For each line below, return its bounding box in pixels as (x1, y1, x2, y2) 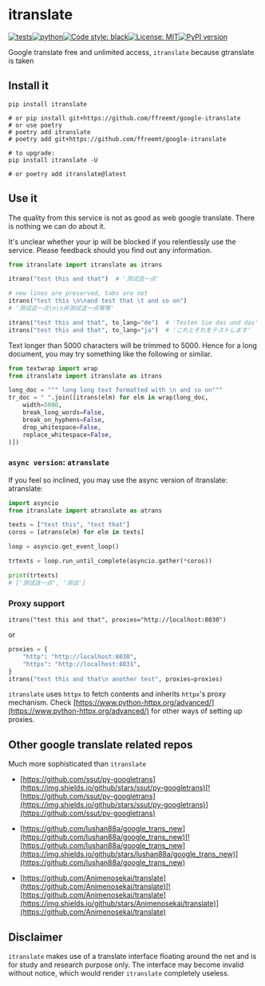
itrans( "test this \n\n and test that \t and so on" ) (8, 297, 188, 305)
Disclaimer (8, 930, 63, 944)
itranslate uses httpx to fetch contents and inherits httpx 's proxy (8, 689, 226, 699)
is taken (8, 56, 34, 65)
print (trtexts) (8, 571, 59, 579)
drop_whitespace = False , (22, 423, 102, 432)
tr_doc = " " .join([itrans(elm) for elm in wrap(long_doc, (8, 393, 209, 402)
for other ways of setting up (151, 706, 243, 716)
